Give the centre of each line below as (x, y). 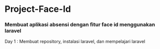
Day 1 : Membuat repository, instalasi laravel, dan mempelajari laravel (75, 42)
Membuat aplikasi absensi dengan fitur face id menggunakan (80, 25)
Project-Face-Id (38, 9)
